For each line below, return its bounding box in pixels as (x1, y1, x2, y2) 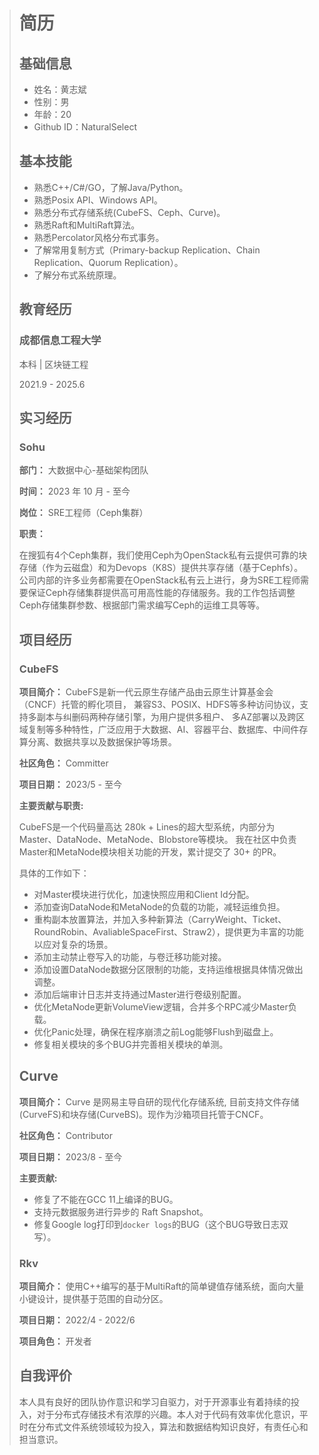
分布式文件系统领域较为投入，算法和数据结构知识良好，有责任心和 (36, 1420, 309, 1433)
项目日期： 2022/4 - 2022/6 (18, 1314, 136, 1326)
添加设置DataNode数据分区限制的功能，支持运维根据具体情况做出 (33, 963, 304, 975)
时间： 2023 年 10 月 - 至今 (18, 485, 131, 498)
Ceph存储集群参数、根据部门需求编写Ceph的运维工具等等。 (18, 599, 266, 611)
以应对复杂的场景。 (33, 938, 114, 950)
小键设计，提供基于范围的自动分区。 (18, 1292, 169, 1304)
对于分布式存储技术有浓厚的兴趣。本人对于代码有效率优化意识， (36, 1408, 300, 1420)
